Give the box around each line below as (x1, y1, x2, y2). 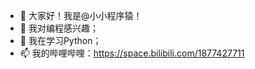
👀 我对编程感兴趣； (19, 22, 99, 34)
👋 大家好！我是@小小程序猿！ (19, 10, 143, 21)
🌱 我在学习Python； (19, 35, 102, 46)
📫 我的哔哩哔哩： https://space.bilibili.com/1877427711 (19, 47, 245, 59)
